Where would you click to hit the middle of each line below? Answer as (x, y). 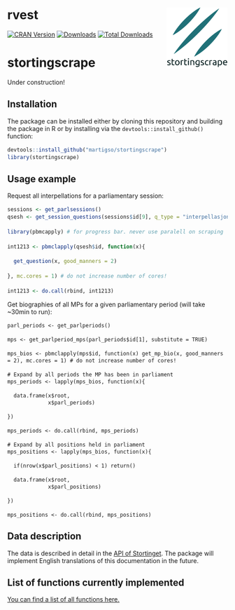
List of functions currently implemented (96, 582)
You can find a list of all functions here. (64, 599)
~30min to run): (30, 311)
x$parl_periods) (72, 402)
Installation (32, 104)
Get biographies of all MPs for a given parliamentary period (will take (106, 304)
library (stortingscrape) (43, 157)
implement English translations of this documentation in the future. (103, 560)
